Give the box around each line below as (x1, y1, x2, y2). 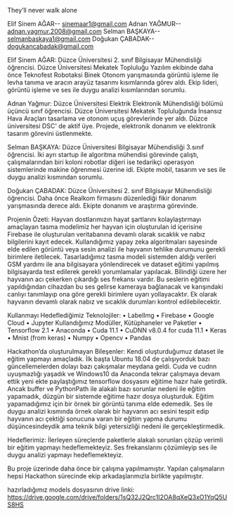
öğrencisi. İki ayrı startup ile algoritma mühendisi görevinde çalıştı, (7, 151, 199, 159)
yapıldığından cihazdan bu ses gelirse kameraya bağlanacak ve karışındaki (7, 283, 223, 291)
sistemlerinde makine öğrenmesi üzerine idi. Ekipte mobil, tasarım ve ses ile (7, 166, 226, 173)
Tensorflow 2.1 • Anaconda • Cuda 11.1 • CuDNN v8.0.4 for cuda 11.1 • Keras (7, 326, 227, 334)
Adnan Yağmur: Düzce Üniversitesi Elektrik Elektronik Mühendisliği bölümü (7, 99, 223, 108)
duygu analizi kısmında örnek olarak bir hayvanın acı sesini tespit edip (7, 407, 209, 415)
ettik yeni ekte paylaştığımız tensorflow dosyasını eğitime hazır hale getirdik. (7, 377, 228, 385)
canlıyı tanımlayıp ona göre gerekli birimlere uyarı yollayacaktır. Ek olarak (7, 290, 218, 298)
